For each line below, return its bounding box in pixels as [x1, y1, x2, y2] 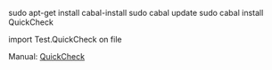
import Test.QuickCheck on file [8, 35, 122, 44]
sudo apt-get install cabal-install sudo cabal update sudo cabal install [8, 8, 264, 18]
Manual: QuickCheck [8, 51, 86, 61]
